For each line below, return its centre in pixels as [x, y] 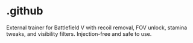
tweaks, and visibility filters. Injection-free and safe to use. [79, 33]
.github [25, 11]
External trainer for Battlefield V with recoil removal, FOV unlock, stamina [97, 27]
